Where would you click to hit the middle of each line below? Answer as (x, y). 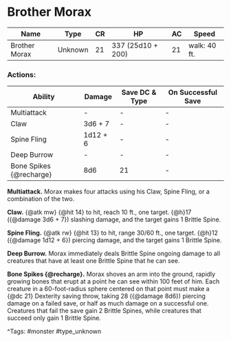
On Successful (193, 92)
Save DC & (139, 92)
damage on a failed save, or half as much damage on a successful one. (108, 303)
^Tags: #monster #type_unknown (54, 332)
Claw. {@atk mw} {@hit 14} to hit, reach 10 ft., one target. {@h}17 (99, 212)
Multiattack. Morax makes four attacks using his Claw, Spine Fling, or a (108, 192)
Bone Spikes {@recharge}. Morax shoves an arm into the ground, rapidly (111, 274)
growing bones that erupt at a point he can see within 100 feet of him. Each (113, 281)
